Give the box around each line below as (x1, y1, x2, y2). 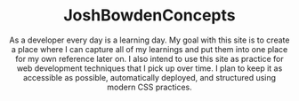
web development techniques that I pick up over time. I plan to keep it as (16, 63, 283, 74)
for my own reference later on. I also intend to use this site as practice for (14, 53, 284, 64)
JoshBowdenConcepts (63, 5, 236, 26)
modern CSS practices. (106, 82, 193, 92)
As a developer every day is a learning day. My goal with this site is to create (9, 35, 290, 45)
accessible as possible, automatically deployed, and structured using (22, 72, 277, 82)
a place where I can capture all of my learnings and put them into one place (11, 43, 288, 54)
